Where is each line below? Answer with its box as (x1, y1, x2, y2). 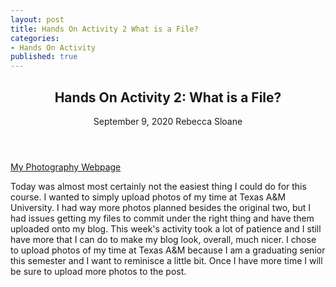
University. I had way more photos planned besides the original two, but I (10, 201, 312, 213)
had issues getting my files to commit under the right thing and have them (10, 212, 315, 224)
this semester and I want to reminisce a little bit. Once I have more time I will (10, 254, 323, 266)
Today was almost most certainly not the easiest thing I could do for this (10, 180, 307, 192)
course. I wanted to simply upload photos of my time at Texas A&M (10, 191, 287, 203)
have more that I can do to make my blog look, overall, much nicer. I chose (10, 233, 317, 245)
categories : (10, 33, 60, 43)
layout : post (10, 14, 65, 25)
